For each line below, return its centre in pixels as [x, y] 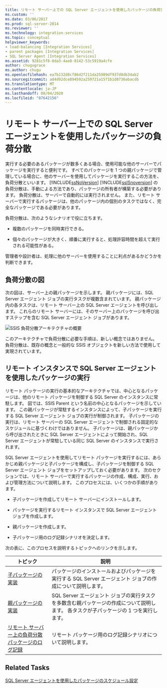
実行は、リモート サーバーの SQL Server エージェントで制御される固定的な [82, 422]
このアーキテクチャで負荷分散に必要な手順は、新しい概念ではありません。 [81, 339]
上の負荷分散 [28, 635]
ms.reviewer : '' [22, 28]
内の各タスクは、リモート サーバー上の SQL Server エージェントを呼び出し [82, 305]
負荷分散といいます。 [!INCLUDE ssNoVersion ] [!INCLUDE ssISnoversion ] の [82, 183]
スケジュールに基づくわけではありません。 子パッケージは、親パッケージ [80, 428]
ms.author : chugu [23, 70]
